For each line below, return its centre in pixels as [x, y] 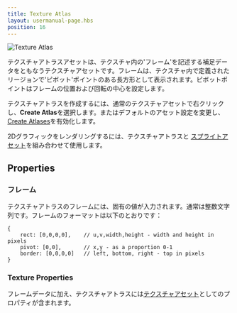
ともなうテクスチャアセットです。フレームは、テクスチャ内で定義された [125, 71]
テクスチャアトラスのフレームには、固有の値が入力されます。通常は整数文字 [119, 207]
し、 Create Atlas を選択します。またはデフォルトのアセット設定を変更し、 [116, 112]
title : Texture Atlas [39, 14]
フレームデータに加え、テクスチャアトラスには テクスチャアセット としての [116, 294]
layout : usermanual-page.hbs [50, 21]
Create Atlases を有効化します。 [53, 121]
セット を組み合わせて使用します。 [57, 145]
